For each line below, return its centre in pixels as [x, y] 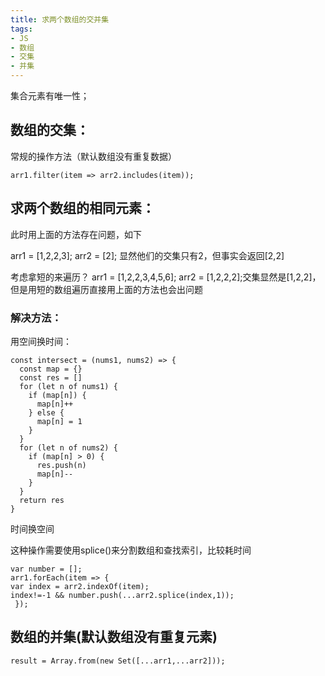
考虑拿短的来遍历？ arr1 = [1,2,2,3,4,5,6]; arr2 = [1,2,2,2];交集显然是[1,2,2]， [166, 277]
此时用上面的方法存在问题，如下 [76, 234]
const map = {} [51, 369]
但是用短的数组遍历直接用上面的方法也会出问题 [106, 289]
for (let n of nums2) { [68, 447]
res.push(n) [61, 465]
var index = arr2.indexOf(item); [80, 586]
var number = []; [46, 569]
